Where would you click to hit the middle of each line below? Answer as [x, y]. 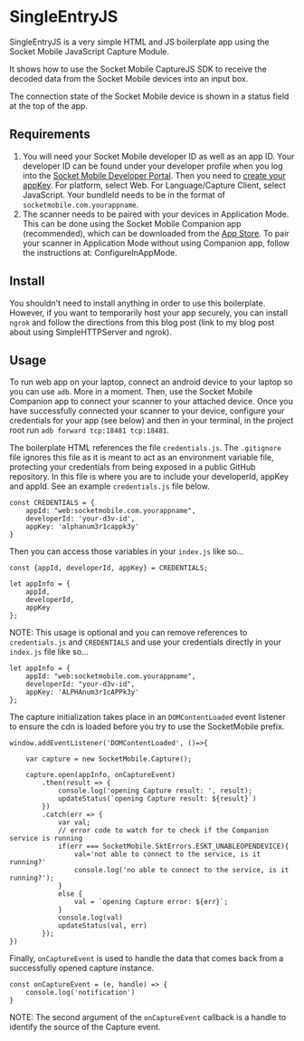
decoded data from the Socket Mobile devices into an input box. [129, 78]
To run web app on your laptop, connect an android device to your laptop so [151, 382]
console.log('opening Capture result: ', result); [155, 791]
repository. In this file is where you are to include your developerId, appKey [149, 477]
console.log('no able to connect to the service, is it [181, 871]
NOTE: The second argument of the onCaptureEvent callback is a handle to [148, 1017]
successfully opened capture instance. [82, 968]
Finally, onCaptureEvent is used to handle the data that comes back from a [147, 958]
